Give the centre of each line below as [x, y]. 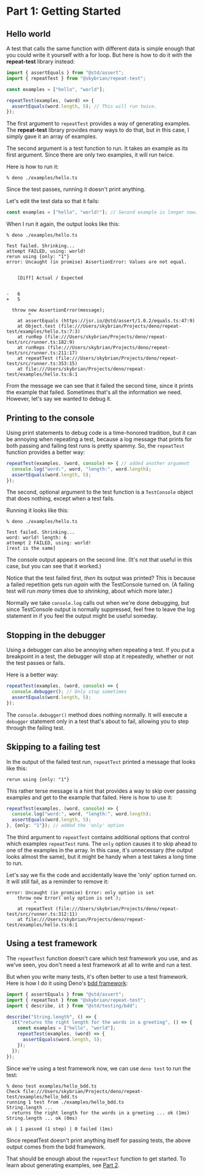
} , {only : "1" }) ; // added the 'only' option [65, 826]
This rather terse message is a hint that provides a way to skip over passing [101, 791]
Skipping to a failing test [53, 747]
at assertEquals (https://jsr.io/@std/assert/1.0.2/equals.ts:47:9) [106, 321]
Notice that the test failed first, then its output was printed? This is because [101, 578]
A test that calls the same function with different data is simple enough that [101, 48]
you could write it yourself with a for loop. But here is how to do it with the [99, 55]
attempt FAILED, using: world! [46, 251]
